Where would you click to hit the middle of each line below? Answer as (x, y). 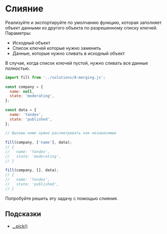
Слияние (24, 9)
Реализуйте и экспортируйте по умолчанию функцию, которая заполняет (83, 22)
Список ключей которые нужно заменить (57, 48)
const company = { (24, 87)
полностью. (18, 68)
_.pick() (20, 226)
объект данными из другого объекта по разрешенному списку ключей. (81, 27)
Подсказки (23, 214)
